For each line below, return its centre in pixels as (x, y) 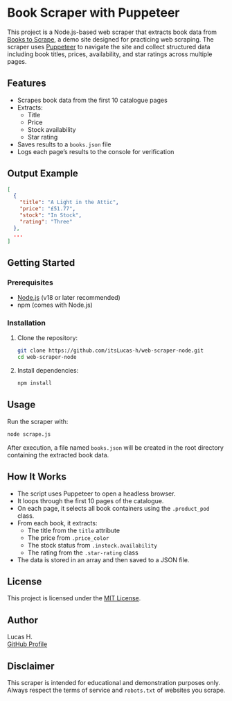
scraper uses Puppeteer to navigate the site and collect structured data (109, 47)
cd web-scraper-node (47, 357)
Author (23, 620)
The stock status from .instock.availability (92, 545)
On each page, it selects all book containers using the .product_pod (113, 508)
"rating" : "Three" (46, 221)
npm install (34, 383)
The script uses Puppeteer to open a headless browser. (96, 493)
